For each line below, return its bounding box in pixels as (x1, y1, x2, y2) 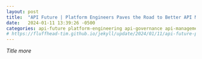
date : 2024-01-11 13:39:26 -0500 (6, 20, 96, 26)
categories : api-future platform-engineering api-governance (6, 25, 163, 32)
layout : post (6, 8, 39, 15)
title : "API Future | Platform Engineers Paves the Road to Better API (6, 14, 192, 20)
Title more (6, 47, 32, 54)
